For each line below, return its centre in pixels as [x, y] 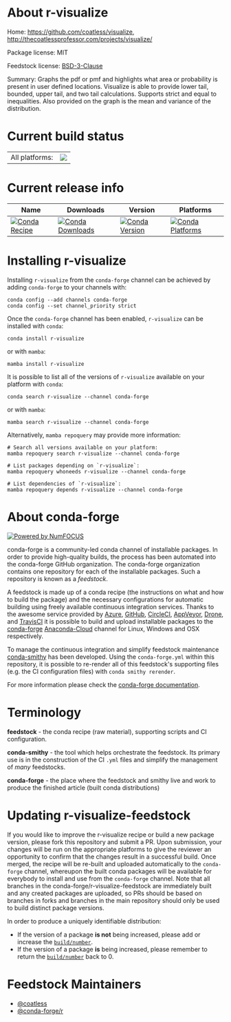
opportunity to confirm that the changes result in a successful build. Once [112, 857]
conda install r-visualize [46, 338]
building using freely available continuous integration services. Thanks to [111, 606]
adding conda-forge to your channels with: [67, 287]
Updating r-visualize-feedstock [99, 815]
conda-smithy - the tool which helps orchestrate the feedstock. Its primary [114, 752]
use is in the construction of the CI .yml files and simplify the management [112, 759]
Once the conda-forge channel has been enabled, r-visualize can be [106, 318]
